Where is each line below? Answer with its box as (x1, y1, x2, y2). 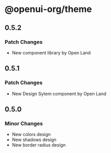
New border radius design (11, 142, 66, 148)
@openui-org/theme (4, 3, 92, 15)
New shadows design (11, 136, 57, 143)
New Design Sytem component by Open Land (11, 90, 106, 96)
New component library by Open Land (11, 49, 91, 55)
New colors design (11, 131, 51, 137)
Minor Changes (4, 120, 43, 127)
